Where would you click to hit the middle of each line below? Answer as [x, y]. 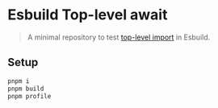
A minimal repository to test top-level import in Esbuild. [119, 37]
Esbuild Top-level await [88, 15]
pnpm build [26, 89]
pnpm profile [29, 96]
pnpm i [19, 81]
